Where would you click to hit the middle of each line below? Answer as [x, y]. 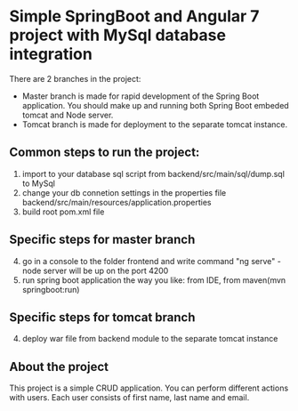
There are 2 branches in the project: [75, 78]
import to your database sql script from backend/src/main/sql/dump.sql [153, 173]
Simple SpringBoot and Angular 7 [134, 16]
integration [51, 54]
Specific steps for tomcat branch [102, 317]
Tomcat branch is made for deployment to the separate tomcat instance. [155, 124]
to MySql [39, 183]
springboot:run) [51, 289]
